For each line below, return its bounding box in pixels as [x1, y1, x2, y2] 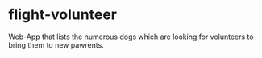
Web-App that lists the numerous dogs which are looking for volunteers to [8, 32, 254, 41]
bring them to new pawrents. [8, 40, 105, 49]
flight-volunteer [8, 6, 117, 24]
